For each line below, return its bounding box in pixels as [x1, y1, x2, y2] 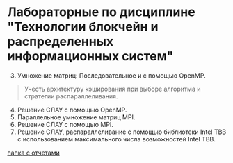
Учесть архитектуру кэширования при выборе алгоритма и [24, 85, 201, 93]
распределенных [7, 34, 113, 49]
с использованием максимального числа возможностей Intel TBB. [17, 135, 216, 143]
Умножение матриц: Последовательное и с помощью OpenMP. [17, 71, 207, 80]
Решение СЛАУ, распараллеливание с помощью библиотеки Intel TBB [17, 128, 227, 136]
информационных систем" [7, 49, 174, 65]
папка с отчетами [7, 148, 61, 157]
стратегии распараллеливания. [24, 92, 118, 101]
